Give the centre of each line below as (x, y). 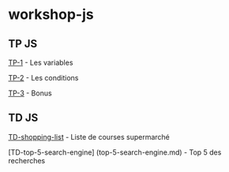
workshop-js (51, 15)
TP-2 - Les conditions (43, 78)
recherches (27, 160)
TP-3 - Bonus (30, 93)
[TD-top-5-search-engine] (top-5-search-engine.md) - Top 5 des (115, 152)
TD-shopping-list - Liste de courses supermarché (89, 136)
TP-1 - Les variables (41, 62)
